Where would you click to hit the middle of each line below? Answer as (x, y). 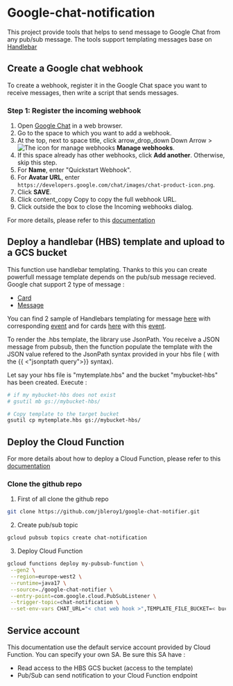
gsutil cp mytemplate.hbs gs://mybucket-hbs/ (74, 420)
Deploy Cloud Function (50, 551)
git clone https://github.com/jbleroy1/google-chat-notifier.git (103, 512)
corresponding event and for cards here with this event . (87, 326)
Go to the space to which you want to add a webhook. (94, 133)
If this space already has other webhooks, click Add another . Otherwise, (121, 155)
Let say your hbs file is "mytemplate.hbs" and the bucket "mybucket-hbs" (113, 375)
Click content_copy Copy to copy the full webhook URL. (97, 200)
